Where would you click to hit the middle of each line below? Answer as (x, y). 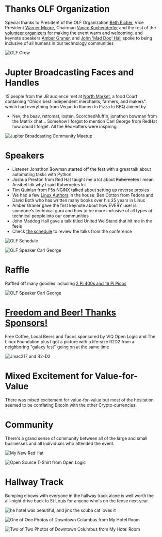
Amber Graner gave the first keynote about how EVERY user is (74, 205)
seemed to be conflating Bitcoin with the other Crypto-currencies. (71, 405)
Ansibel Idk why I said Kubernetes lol (49, 184)
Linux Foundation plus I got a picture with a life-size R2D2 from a (70, 341)
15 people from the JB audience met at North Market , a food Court (71, 96)
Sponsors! (26, 323)
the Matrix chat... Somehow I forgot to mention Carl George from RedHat (84, 121)
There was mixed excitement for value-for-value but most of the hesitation (80, 400)
